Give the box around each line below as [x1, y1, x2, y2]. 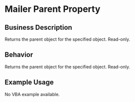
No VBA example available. [4, 91, 60, 97]
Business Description [4, 23, 72, 32]
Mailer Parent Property [4, 3, 101, 15]
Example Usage [4, 78, 54, 87]
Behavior [4, 51, 33, 59]
